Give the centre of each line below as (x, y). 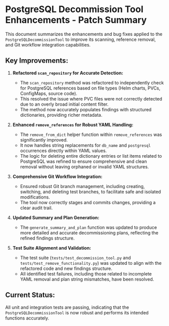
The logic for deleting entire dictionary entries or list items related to (91, 156)
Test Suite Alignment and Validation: (52, 248)
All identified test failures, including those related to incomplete (86, 273)
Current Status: (30, 295)
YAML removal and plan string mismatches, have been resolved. (87, 279)
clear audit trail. (36, 208)
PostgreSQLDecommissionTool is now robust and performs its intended (77, 312)
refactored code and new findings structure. (66, 268)
